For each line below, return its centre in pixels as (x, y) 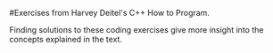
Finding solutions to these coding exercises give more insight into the (136, 30)
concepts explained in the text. (66, 39)
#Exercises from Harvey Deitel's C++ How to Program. (109, 13)
